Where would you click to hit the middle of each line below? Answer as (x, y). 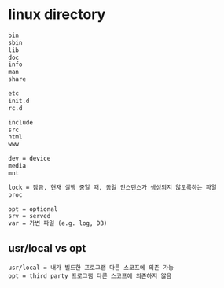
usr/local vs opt (47, 248)
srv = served (29, 216)
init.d (19, 101)
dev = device (29, 159)
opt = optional (33, 209)
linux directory (57, 15)
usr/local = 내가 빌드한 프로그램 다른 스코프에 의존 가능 (91, 268)
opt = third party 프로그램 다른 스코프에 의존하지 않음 (90, 276)
